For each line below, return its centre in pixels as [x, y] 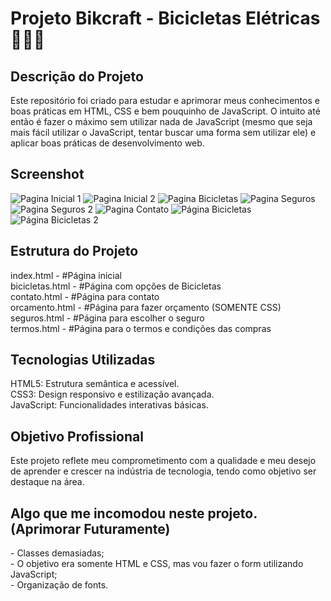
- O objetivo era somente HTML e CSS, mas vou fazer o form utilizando [157, 564]
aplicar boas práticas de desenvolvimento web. [107, 143]
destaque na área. [47, 482]
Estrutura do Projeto [74, 251]
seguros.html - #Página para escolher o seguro [107, 318]
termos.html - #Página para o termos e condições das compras [141, 328]
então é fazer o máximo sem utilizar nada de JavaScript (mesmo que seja [161, 121]
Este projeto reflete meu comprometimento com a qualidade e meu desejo [163, 461]
